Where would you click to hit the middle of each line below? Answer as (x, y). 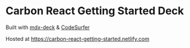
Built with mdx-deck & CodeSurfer (48, 27)
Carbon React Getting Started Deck (95, 11)
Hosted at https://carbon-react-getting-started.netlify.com (78, 39)
